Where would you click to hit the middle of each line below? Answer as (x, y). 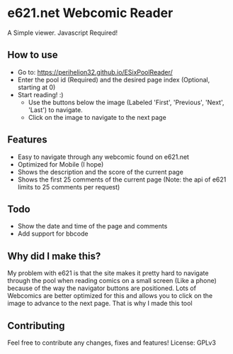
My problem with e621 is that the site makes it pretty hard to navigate (108, 273)
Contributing (36, 325)
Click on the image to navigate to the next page (97, 117)
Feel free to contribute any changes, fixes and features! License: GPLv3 (112, 343)
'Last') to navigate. (55, 110)
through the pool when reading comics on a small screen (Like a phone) (112, 281)
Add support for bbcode (53, 234)
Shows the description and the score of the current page (101, 172)
